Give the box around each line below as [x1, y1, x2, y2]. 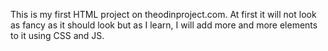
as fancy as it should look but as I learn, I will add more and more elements [10, 19, 318, 31]
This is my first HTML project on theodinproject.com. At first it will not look [10, 9, 317, 20]
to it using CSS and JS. [10, 30, 105, 41]
